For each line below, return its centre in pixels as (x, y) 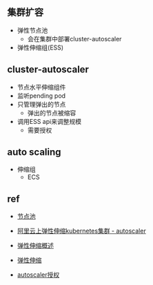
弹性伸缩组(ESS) (40, 47)
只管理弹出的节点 (41, 104)
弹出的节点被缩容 (52, 113)
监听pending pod (41, 96)
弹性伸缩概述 (35, 246)
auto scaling (34, 152)
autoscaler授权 (38, 275)
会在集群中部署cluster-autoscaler (74, 39)
